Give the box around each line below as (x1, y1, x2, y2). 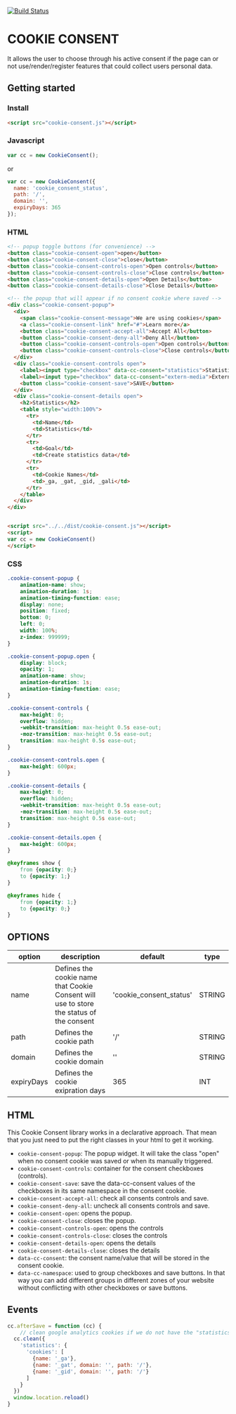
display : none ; (20, 601, 65, 608)
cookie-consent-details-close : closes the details (17, 1246, 160, 1255)
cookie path (55, 1036, 94, 1046)
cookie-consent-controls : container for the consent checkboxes (17, 1164, 204, 1172)
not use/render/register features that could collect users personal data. (7, 62, 213, 70)
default (140, 952, 165, 962)
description (60, 952, 100, 962)
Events (7, 1304, 39, 1316)
